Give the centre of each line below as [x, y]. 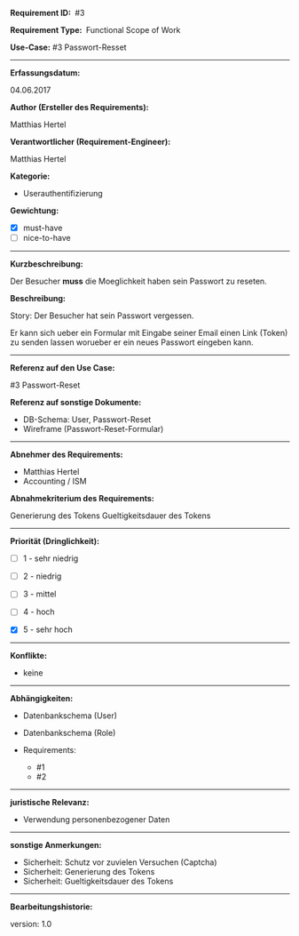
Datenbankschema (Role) [69, 733]
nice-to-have [47, 238]
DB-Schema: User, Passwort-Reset [87, 420]
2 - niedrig [42, 576]
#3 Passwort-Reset [45, 385]
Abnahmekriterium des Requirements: [82, 499]
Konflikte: [29, 656]
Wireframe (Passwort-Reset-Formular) [93, 429]
